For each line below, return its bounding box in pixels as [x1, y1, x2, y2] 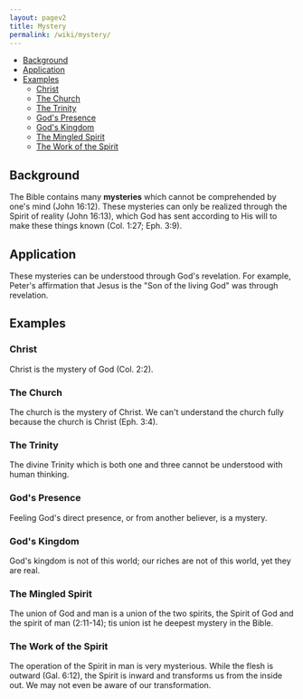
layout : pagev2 [9, 13, 67, 23]
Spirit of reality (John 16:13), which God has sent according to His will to [9, 211, 278, 222]
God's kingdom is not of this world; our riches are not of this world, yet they [9, 555, 291, 566]
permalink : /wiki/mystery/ [9, 30, 111, 39]
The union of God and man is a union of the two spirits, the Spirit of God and [9, 608, 294, 619]
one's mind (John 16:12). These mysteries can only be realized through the [9, 201, 288, 213]
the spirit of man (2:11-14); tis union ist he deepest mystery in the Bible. [9, 618, 274, 628]
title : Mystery [9, 22, 67, 31]
